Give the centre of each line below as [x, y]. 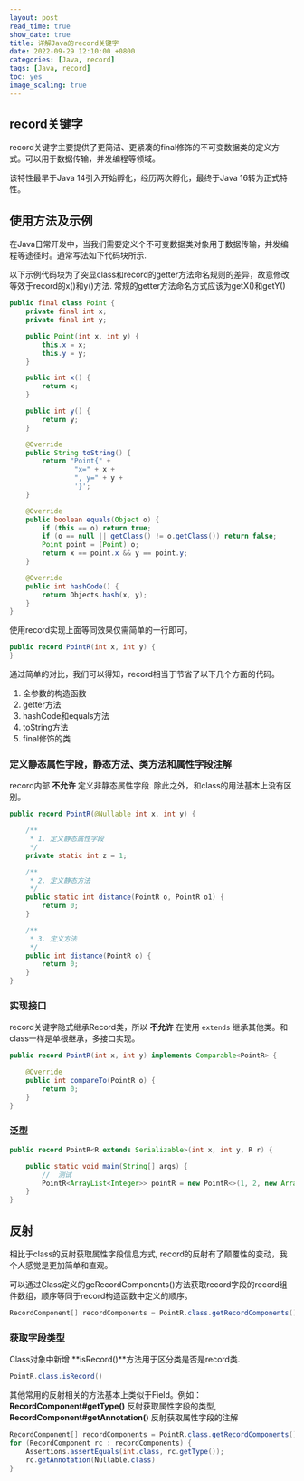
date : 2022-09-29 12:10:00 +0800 [72, 52]
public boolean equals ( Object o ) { [93, 520]
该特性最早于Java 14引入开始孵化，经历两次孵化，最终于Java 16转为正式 [145, 178]
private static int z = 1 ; [76, 855]
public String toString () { [78, 453]
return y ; [60, 419]
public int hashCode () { [72, 586]
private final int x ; [66, 312]
